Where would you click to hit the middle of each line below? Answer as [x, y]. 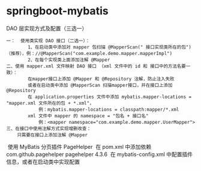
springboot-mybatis [58, 11]
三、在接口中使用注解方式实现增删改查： [49, 129]
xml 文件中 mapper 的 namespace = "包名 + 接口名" [88, 116]
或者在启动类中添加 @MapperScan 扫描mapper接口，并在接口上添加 [100, 85]
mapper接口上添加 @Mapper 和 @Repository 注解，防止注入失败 [103, 79]
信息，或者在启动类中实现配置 [43, 161]
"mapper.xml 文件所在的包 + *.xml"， [50, 103]
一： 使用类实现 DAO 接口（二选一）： [48, 41]
